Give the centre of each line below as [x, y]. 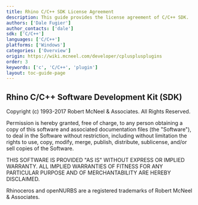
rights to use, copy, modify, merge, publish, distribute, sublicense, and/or [97, 142]
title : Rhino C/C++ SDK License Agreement [60, 12]
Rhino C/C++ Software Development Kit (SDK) [94, 97]
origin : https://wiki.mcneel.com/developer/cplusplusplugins [84, 56]
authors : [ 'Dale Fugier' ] [38, 23]
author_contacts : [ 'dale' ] [40, 28]
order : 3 [17, 62]
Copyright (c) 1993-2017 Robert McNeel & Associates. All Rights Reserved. [98, 112]
